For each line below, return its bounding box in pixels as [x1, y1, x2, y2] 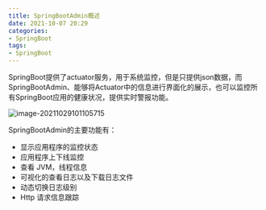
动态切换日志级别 [19, 183, 77, 191]
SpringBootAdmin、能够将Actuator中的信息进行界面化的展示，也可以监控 [8, 82, 251, 92]
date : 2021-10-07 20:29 [8, 19, 89, 27]
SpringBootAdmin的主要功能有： [8, 126, 117, 134]
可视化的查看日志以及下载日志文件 [19, 172, 134, 182]
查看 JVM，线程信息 [19, 163, 88, 171]
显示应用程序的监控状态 [19, 142, 98, 151]
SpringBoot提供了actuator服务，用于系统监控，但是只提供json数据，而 [8, 72, 243, 81]
